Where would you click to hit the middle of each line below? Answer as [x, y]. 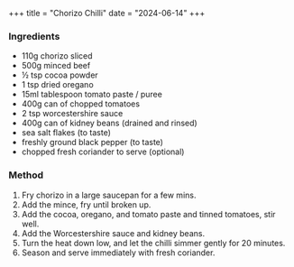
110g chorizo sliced [57, 56]
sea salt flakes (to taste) [66, 133]
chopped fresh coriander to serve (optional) [103, 152]
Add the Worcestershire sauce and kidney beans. [113, 233]
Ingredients [34, 36]
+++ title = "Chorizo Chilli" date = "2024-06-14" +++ [107, 13]
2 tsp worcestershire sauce [72, 114]
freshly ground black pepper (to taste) [92, 143]
